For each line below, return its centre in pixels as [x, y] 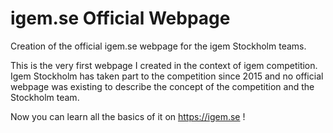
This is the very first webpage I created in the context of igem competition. [164, 65]
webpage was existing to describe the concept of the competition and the [162, 86]
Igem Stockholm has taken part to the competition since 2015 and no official [167, 76]
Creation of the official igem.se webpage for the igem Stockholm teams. [158, 46]
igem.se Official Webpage [120, 18]
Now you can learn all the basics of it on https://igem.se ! [128, 116]
